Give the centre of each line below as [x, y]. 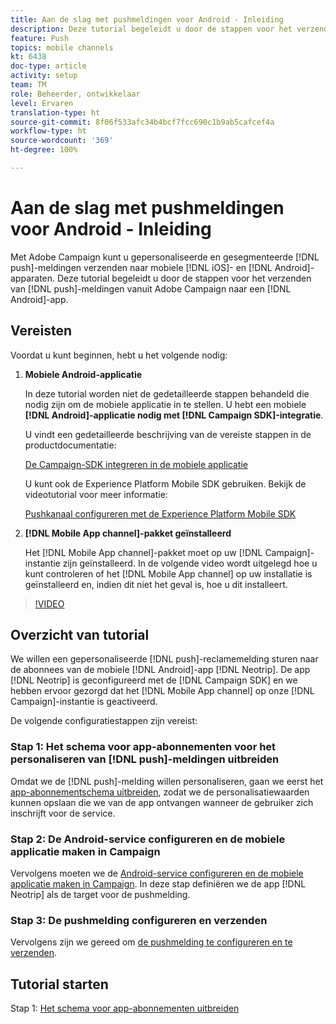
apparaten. [33, 278]
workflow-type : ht [48, 131]
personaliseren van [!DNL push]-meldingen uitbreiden [145, 759]
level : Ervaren [42, 103]
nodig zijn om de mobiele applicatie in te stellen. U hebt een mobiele [165, 404]
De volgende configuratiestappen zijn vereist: [104, 721]
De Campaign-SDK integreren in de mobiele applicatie [136, 464]
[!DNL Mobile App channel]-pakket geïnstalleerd [128, 533]
